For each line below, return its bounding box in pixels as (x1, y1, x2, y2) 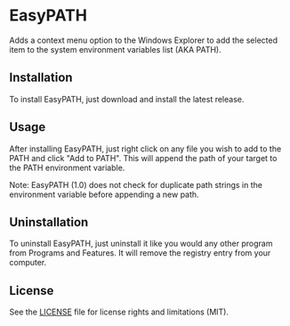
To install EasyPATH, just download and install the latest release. (9, 94, 245, 104)
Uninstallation (9, 215, 89, 230)
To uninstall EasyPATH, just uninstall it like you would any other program (9, 238, 273, 249)
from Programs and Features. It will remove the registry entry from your (9, 248, 271, 258)
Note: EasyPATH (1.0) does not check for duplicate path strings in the (9, 179, 262, 190)
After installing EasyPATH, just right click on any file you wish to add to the (9, 143, 282, 154)
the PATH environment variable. (9, 162, 125, 173)
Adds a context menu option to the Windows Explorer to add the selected (9, 35, 278, 45)
